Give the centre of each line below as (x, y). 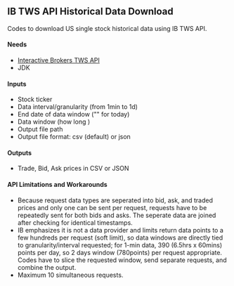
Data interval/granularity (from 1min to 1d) (78, 107)
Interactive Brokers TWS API (59, 60)
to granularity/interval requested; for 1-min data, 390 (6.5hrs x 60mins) (120, 245)
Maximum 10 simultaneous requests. (70, 275)
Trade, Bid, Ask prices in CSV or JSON (73, 169)
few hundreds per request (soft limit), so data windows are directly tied (120, 238)
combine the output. (47, 267)
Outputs (20, 152)
